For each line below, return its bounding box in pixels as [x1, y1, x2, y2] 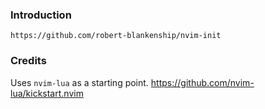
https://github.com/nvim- [150, 76, 255, 88]
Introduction [10, 8, 72, 22]
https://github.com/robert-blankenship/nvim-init [10, 31, 222, 41]
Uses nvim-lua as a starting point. [10, 76, 149, 88]
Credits [10, 54, 47, 68]
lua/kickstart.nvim [10, 87, 84, 99]
